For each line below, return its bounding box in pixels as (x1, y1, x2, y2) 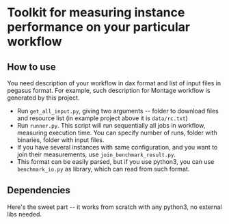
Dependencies (7, 184, 70, 196)
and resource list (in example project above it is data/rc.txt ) (16, 114, 188, 122)
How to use (7, 61, 56, 72)
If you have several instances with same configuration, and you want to (16, 143, 218, 151)
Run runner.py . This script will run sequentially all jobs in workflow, (16, 122, 206, 129)
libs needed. (7, 210, 42, 218)
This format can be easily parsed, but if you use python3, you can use (16, 158, 215, 165)
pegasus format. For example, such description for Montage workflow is (7, 87, 211, 94)
